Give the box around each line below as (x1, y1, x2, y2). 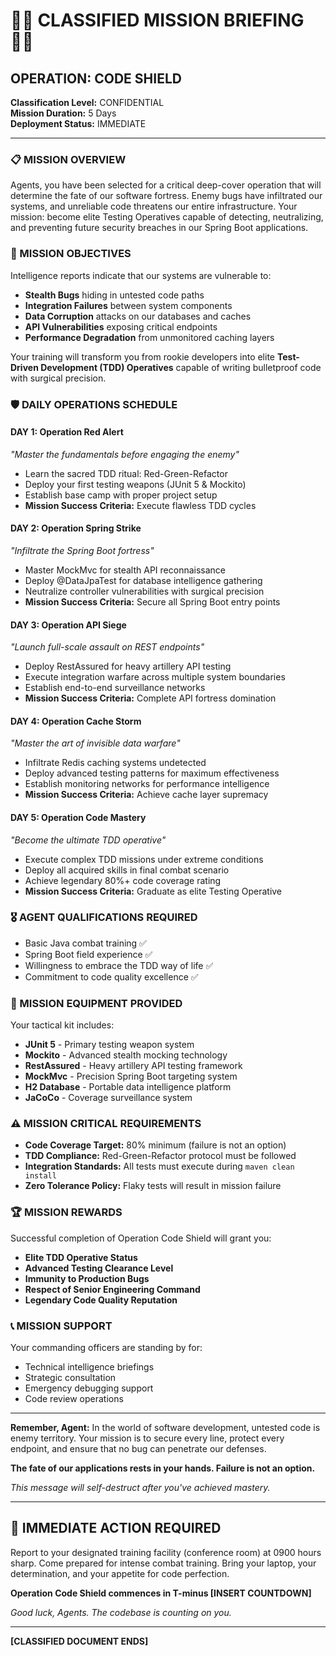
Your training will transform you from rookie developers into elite (10, 350, 276, 363)
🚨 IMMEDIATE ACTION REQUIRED (10, 1520, 222, 1537)
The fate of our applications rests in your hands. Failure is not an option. (10, 1462, 316, 1474)
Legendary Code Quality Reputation (24, 1294, 178, 1306)
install (24, 1171, 57, 1181)
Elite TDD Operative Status (24, 1251, 138, 1263)
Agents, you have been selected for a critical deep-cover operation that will (10, 179, 322, 191)
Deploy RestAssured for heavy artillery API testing (24, 660, 232, 673)
